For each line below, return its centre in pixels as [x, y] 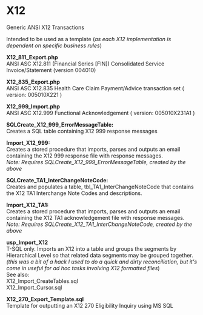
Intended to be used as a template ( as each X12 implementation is [89, 39]
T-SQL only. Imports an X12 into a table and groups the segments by [92, 248]
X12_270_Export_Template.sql [45, 299]
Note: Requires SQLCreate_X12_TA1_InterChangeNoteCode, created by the [99, 224]
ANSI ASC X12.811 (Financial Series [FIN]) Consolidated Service [85, 64]
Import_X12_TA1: [28, 205]
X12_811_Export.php [32, 57]
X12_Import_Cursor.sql [34, 287]
